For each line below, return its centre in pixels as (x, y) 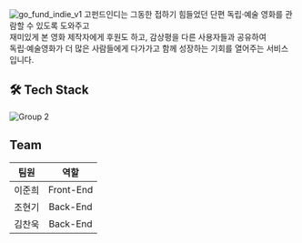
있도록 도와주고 (63, 25)
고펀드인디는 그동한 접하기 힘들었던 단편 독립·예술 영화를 (184, 14)
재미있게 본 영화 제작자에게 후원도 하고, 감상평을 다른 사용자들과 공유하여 (138, 37)
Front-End (71, 189)
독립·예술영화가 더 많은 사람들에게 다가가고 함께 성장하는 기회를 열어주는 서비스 (149, 48)
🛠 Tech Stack (49, 90)
